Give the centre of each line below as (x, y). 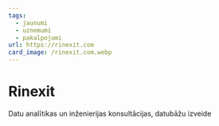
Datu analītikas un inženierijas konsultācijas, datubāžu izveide (110, 113)
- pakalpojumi (39, 38)
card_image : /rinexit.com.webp (60, 52)
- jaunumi (31, 23)
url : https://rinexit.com (51, 45)
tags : (17, 15)
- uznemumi (33, 30)
